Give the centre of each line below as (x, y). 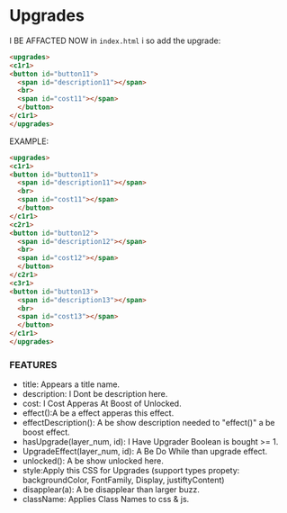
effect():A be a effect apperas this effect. (98, 413)
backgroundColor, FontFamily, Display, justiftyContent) (123, 480)
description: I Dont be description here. (95, 394)
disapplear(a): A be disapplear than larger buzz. (111, 490)
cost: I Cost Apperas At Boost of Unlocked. (102, 404)
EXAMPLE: (29, 141)
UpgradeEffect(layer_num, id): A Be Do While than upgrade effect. (145, 452)
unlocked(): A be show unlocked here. (93, 461)
